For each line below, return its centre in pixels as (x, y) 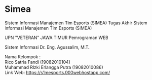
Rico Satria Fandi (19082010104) (38, 62)
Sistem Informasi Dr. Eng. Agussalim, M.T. (47, 47)
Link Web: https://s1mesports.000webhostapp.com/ (57, 72)
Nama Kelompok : (23, 57)
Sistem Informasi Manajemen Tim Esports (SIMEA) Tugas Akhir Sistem (76, 23)
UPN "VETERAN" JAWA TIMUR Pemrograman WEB (57, 38)
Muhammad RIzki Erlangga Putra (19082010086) (54, 67)
